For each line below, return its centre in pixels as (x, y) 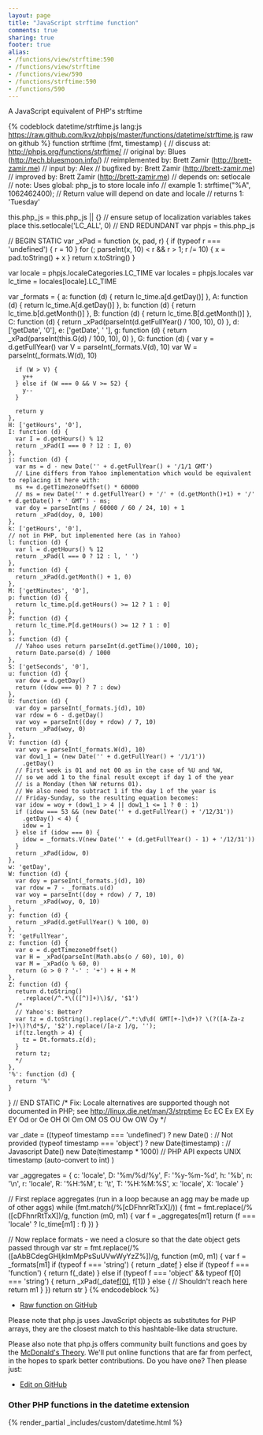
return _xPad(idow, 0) (52, 853)
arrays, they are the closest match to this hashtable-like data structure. (123, 1329)
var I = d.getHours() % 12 (59, 439)
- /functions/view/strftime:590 (61, 60)
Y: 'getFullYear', (38, 936)
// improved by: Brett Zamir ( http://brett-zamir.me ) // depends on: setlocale (129, 177)
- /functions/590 (37, 89)
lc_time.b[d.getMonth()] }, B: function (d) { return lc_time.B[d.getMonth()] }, (130, 313)
